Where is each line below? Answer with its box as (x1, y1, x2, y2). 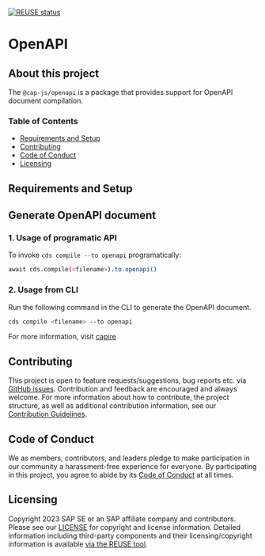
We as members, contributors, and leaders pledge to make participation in (8, 453, 251, 463)
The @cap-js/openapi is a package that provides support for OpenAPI (8, 88, 233, 96)
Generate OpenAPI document (8, 209, 157, 222)
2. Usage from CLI (8, 285, 79, 296)
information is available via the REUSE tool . (8, 539, 148, 549)
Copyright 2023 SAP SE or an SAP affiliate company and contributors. (8, 514, 236, 524)
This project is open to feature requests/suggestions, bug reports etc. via (8, 376, 247, 385)
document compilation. (8, 96, 83, 105)
